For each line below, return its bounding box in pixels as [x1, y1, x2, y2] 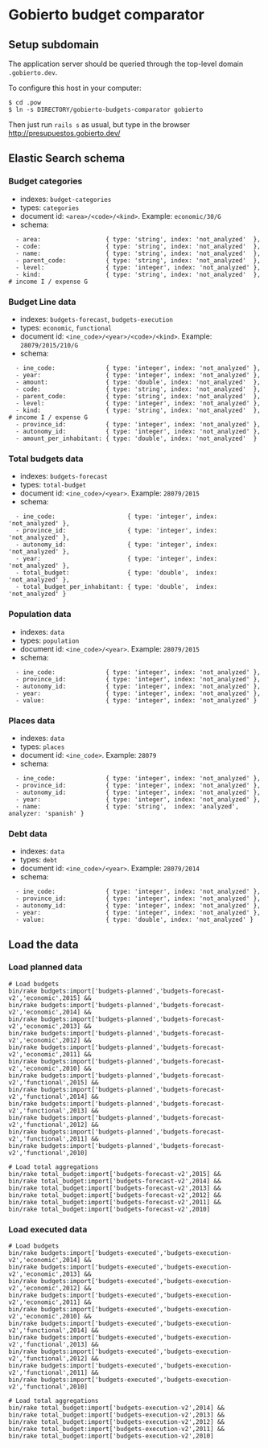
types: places [19, 742, 65, 751]
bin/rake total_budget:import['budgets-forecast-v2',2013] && [8, 1184, 221, 1192]
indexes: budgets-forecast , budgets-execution [19, 314, 173, 323]
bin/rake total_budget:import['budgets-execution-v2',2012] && [8, 1418, 225, 1426]
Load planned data [8, 961, 83, 973]
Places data [8, 714, 56, 726]
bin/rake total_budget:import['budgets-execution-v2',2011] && [8, 1425, 225, 1434]
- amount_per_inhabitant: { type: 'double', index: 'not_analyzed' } [15, 434, 258, 442]
